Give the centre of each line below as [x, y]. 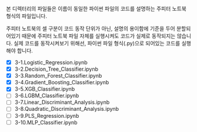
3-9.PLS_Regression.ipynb [47, 115]
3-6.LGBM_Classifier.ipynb [47, 95]
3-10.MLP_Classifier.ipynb [46, 122]
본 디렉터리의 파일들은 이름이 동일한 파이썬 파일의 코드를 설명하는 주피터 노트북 [96, 9]
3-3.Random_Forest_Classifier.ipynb [58, 76]
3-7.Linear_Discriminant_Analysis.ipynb [62, 103]
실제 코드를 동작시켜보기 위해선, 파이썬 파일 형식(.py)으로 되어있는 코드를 [97, 43]
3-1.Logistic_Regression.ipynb [51, 62]
